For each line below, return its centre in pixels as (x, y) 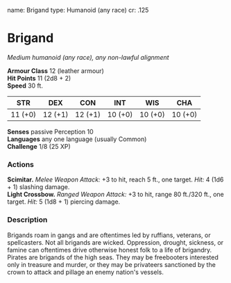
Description (27, 220)
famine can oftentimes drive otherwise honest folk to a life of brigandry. (110, 250)
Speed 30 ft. (25, 86)
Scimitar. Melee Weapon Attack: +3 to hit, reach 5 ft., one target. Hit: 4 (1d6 (115, 179)
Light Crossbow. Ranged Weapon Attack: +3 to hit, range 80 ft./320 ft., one (115, 195)
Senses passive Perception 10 (50, 131)
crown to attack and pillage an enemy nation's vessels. (86, 272)
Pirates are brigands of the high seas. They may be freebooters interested (113, 257)
